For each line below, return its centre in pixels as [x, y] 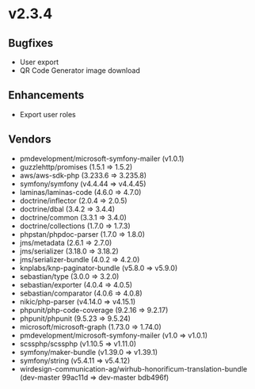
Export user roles [48, 114]
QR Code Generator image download [80, 71]
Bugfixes [31, 43]
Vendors [30, 139]
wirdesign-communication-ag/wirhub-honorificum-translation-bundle [133, 368]
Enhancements [46, 95]
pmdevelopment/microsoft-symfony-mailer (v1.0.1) [102, 158]
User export [39, 62]
